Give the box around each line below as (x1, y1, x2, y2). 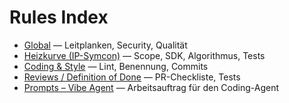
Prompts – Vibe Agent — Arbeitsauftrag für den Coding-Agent (23, 81, 280, 93)
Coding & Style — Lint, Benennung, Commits (23, 60, 209, 72)
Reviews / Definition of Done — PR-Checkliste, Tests (23, 71, 241, 83)
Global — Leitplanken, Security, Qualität (23, 39, 188, 51)
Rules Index (9, 6, 109, 29)
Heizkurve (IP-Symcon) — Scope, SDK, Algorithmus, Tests (23, 49, 266, 61)
